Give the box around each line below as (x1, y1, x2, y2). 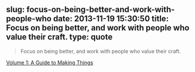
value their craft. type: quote (6, 32, 113, 42)
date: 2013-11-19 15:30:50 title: (53, 14, 169, 24)
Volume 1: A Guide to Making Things (6, 59, 94, 66)
